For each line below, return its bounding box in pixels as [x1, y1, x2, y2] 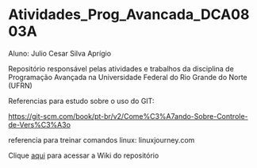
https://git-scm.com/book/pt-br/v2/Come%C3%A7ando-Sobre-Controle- [8, 111, 248, 120]
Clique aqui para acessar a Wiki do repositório [8, 151, 159, 160]
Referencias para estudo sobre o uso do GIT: [8, 96, 155, 105]
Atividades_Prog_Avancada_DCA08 [8, 6, 250, 24]
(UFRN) [8, 81, 33, 90]
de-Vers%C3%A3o [8, 120, 71, 129]
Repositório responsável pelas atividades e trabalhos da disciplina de [8, 63, 234, 73]
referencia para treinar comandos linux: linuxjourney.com [8, 135, 195, 144]
